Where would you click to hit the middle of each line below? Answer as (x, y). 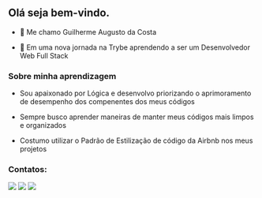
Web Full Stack (44, 55)
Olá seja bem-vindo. (59, 13)
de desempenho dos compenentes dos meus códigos (107, 102)
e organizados (43, 125)
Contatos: (28, 170)
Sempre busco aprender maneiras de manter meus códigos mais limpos (137, 117)
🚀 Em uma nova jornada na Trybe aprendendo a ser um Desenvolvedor (135, 47)
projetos (33, 149)
